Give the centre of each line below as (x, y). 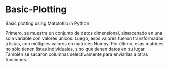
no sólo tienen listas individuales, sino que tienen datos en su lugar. (75, 49)
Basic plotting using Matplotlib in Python (47, 23)
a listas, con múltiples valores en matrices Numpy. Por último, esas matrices (85, 43)
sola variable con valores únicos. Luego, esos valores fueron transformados (84, 38)
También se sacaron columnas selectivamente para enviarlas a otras (77, 54)
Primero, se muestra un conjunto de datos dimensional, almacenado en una (84, 33)
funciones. (16, 59)
